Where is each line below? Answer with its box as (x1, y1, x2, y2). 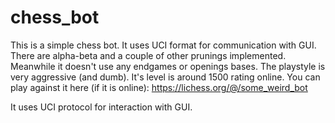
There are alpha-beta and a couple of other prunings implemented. (10, 49, 287, 61)
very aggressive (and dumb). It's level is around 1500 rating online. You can (10, 71, 321, 83)
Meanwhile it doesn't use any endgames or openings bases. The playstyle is (10, 60, 326, 72)
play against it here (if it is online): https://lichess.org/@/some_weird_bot (10, 81, 308, 93)
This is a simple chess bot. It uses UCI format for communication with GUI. (10, 39, 317, 51)
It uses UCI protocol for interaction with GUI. (10, 101, 193, 113)
